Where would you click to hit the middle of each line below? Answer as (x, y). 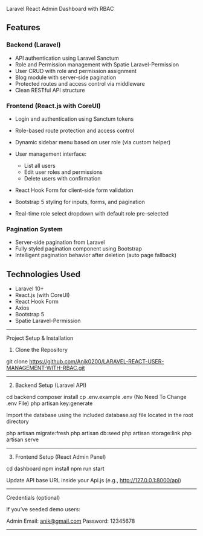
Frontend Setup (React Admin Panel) (60, 457)
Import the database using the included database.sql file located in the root (100, 415)
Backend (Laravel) (34, 45)
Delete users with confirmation (62, 178)
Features (23, 27)
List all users (40, 165)
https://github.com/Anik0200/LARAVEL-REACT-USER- (97, 362)
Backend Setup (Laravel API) (51, 385)
